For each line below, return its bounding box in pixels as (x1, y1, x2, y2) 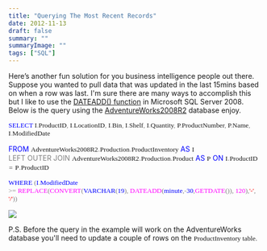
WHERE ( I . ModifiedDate (8, 179, 78, 187)
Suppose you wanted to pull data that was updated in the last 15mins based (8, 80, 260, 89)
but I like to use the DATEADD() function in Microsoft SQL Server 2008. (8, 97, 244, 106)
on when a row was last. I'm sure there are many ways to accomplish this (8, 88, 252, 97)
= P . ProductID (8, 163, 50, 171)
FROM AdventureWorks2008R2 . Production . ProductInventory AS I (8, 144, 195, 154)
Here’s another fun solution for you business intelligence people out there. (8, 72, 255, 80)
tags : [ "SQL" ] (8, 49, 56, 57)
